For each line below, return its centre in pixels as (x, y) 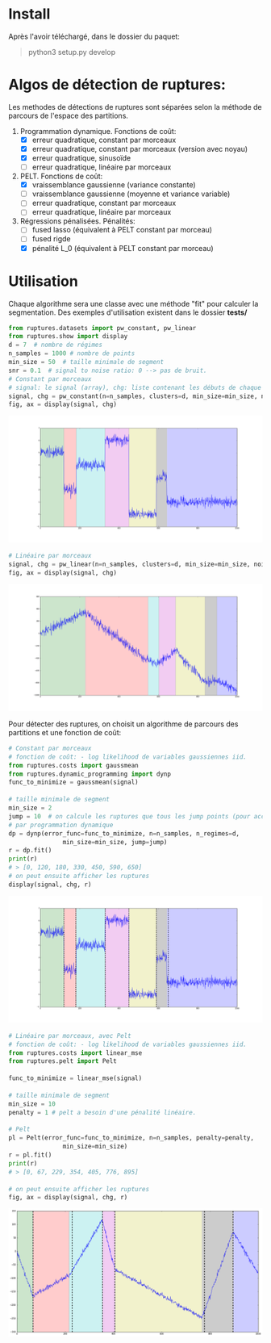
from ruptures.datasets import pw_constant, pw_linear (102, 328)
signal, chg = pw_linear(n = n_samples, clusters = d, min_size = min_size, (129, 565)
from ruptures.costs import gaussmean (73, 765)
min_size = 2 (30, 808)
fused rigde (51, 239)
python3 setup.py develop (71, 52)
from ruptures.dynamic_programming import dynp (90, 774)
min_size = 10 (32, 1104)
